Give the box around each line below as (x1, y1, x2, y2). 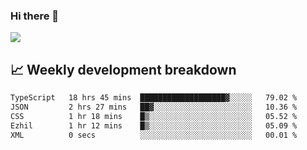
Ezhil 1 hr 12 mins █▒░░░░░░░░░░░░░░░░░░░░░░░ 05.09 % (10, 120, 298, 131)
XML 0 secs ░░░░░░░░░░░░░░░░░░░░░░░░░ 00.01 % (10, 130, 298, 140)
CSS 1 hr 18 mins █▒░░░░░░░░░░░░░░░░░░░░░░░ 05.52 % (10, 111, 298, 121)
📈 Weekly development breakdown (10, 61, 237, 78)
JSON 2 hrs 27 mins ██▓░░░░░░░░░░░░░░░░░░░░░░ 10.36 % (10, 102, 298, 112)
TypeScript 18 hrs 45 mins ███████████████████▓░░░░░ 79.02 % (10, 93, 298, 103)
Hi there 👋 (10, 9, 60, 23)
